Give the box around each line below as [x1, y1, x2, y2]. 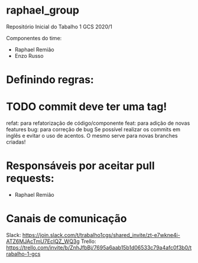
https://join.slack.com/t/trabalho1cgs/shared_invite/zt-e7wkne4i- [22, 231, 180, 238]
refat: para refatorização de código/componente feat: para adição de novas [6, 119, 190, 127]
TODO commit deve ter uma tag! [6, 100, 167, 113]
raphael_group [6, 4, 80, 17]
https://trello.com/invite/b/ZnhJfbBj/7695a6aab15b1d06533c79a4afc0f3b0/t [6, 243, 192, 251]
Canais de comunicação [6, 212, 127, 225]
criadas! [6, 138, 26, 145]
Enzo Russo [14, 52, 44, 59]
